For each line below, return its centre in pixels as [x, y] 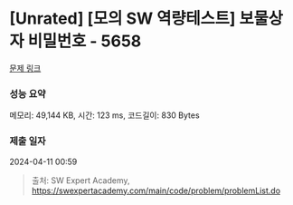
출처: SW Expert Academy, [80, 180]
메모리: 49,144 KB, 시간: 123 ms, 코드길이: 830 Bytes [105, 115]
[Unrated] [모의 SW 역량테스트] [123, 19]
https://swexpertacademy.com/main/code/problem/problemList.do [156, 190]
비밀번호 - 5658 [85, 41]
